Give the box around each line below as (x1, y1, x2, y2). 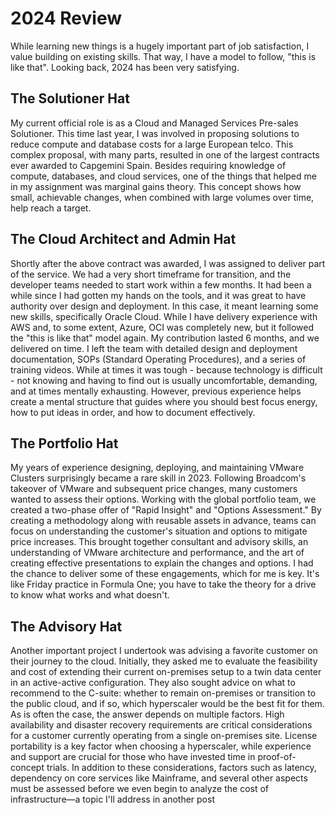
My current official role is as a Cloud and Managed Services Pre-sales (10, 117, 299, 129)
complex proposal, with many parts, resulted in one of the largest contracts (10, 148, 320, 161)
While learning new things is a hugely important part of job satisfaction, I (10, 40, 310, 52)
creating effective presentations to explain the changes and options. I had (10, 557, 314, 569)
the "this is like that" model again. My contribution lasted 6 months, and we (10, 332, 320, 344)
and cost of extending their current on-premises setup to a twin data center (10, 666, 322, 678)
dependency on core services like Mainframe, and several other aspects (10, 772, 308, 784)
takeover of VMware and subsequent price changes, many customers (10, 483, 298, 495)
